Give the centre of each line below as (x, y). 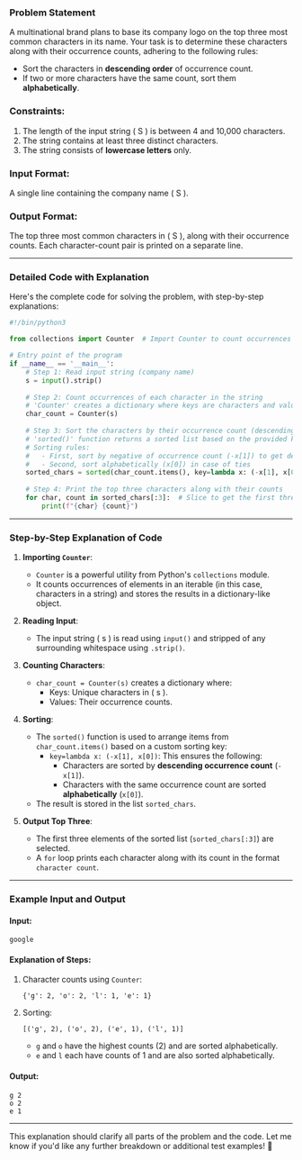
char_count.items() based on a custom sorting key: (131, 747)
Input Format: (40, 173)
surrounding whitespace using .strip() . (111, 648)
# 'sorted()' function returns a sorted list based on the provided (156, 439)
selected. (53, 848)
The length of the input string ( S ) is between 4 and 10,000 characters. (154, 131)
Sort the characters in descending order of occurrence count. (138, 68)
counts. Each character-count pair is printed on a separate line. (126, 246)
